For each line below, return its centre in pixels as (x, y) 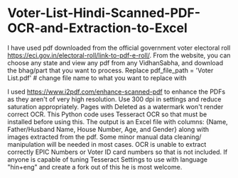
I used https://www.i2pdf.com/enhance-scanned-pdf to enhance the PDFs (117, 91)
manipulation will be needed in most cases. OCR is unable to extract (107, 144)
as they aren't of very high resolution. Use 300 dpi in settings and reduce (114, 99)
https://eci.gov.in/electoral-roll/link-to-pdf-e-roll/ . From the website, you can (119, 55)
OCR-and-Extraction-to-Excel (98, 28)
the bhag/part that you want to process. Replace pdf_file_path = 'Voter (110, 70)
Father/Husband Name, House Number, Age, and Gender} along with (108, 129)
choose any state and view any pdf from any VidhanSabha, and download (115, 62)
